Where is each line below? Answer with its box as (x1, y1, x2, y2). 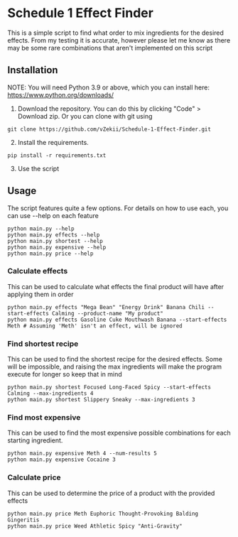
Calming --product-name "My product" (52, 310, 163, 317)
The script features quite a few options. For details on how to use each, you (7, 204, 229, 212)
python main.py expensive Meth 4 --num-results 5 (7, 450, 158, 457)
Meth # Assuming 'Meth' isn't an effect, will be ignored (7, 322, 183, 330)
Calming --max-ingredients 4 (7, 390, 94, 397)
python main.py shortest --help (7, 237, 103, 244)
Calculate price (7, 472, 62, 482)
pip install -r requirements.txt (7, 151, 107, 159)
